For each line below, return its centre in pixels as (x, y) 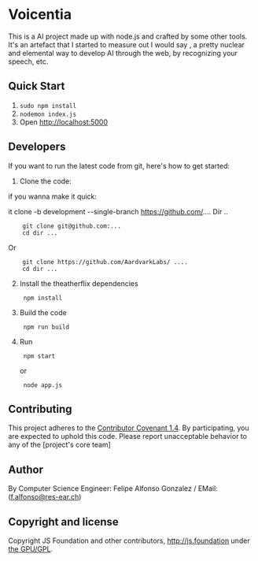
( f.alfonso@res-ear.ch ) (45, 497)
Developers (37, 147)
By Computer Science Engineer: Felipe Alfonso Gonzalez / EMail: (113, 489)
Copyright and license (64, 522)
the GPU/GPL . (31, 549)
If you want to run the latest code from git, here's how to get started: (119, 165)
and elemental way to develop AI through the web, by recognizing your (123, 53)
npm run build (46, 327)
